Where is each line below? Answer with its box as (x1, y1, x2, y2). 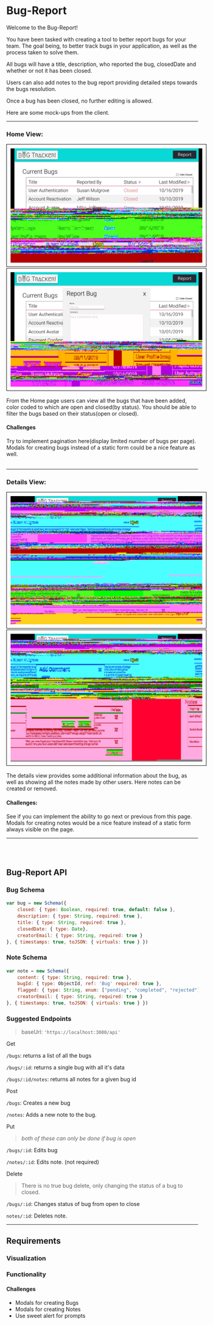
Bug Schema (6, 886, 44, 894)
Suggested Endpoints (6, 1014, 72, 1023)
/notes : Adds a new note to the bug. (6, 1111, 97, 1119)
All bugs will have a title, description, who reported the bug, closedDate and (6, 60, 197, 68)
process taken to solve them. (6, 48, 79, 56)
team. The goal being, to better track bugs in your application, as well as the (6, 42, 197, 49)
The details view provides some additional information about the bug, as (6, 772, 187, 779)
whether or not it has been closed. (6, 67, 93, 74)
